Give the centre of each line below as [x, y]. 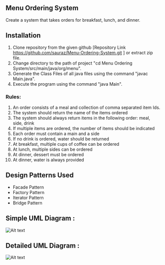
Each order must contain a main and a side [56, 133]
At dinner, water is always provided [48, 160]
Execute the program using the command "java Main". [67, 84]
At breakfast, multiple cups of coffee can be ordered [66, 144]
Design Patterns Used [40, 175]
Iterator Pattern [28, 198]
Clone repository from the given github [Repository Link [69, 47]
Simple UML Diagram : [40, 218]
